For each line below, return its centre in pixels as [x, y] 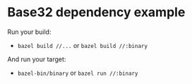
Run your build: [29, 32]
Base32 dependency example [96, 12]
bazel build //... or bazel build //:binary [83, 45]
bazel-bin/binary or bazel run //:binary [78, 73]
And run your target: [37, 59]
